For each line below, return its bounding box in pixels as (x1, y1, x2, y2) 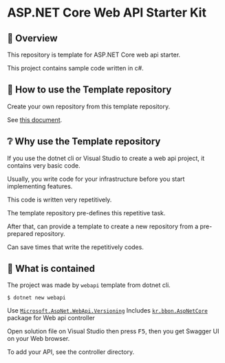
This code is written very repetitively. (7, 195, 112, 204)
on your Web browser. (7, 335, 70, 343)
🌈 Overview (7, 32, 58, 44)
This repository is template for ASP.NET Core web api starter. (7, 50, 181, 59)
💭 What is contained (7, 263, 95, 275)
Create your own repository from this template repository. (7, 102, 171, 110)
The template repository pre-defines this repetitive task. (7, 208, 166, 217)
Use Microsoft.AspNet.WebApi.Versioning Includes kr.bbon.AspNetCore (7, 306, 208, 315)
